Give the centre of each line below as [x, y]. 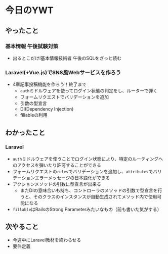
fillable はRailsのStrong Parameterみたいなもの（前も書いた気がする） [87, 209]
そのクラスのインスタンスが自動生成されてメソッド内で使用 [95, 196]
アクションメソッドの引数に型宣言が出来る [57, 184]
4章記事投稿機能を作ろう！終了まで [50, 84]
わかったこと [25, 133]
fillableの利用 [34, 115]
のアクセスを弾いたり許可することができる [57, 165]
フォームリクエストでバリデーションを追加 [64, 97]
